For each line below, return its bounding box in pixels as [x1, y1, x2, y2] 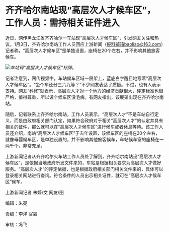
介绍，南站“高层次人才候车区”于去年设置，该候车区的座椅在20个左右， [14, 130, 160, 136]
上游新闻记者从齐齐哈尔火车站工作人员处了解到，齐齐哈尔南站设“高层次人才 [5, 153, 162, 159]
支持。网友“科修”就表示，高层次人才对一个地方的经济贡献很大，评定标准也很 [5, 88, 163, 94]
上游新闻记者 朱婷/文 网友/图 [5, 189, 64, 195]
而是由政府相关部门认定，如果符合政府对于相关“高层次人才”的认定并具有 [14, 117, 163, 124]
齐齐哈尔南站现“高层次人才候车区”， [5, 5, 156, 16]
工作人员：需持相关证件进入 [5, 17, 120, 29]
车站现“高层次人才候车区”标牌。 [10, 64, 76, 71]
